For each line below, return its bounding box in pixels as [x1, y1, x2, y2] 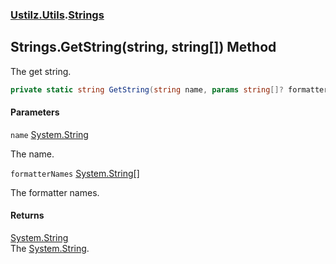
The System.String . [10, 243, 90, 255]
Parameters [10, 106, 60, 118]
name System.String [10, 128, 89, 140]
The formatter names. [10, 186, 100, 198]
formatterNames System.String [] [10, 167, 140, 179]
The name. [10, 148, 55, 160]
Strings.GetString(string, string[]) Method [10, 39, 277, 56]
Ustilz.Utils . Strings [10, 8, 105, 22]
